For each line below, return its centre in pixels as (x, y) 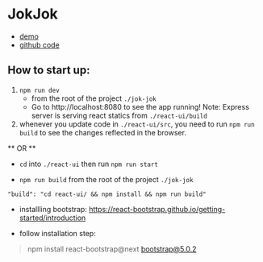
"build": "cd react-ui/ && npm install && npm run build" (107, 194)
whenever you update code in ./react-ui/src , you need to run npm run (137, 124)
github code (39, 44)
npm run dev (39, 90)
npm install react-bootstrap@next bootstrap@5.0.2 (112, 249)
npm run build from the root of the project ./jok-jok (106, 179)
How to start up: (49, 71)
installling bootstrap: (53, 209)
